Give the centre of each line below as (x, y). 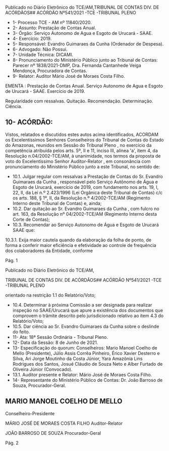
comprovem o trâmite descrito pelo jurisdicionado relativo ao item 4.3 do (88, 316)
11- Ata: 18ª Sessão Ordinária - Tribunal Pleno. (60, 337)
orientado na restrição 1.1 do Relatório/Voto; (50, 295)
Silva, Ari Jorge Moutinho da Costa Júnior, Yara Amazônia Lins (77, 359)
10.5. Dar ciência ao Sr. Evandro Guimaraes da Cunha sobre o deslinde (86, 326)
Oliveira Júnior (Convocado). (42, 369)
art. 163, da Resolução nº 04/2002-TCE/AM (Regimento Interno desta (85, 214)
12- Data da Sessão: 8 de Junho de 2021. (55, 342)
